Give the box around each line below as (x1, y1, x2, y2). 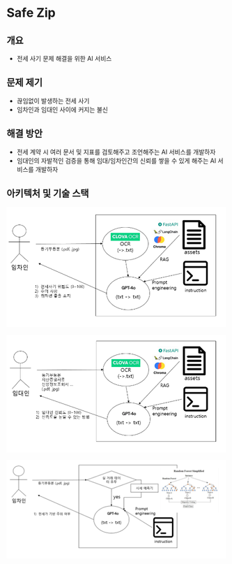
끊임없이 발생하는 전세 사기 (16, 96, 90, 105)
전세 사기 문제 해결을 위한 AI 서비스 (16, 55, 112, 62)
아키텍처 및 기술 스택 (6, 187, 89, 200)
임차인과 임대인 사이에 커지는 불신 (16, 105, 109, 113)
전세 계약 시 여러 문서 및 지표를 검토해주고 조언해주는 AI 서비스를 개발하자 (16, 147, 216, 156)
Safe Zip (6, 5, 56, 21)
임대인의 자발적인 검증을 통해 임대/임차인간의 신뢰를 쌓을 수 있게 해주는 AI (16, 156, 217, 165)
